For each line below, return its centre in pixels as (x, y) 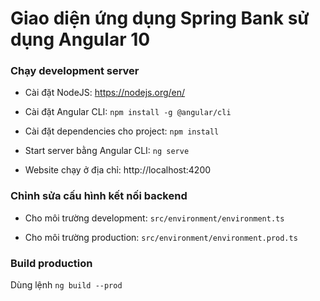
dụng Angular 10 (80, 39)
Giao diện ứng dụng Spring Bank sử (160, 18)
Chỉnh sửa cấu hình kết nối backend (99, 196)
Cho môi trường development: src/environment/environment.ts (154, 218)
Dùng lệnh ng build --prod (66, 285)
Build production (51, 263)
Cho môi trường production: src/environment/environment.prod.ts (161, 237)
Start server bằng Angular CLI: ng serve (107, 151)
